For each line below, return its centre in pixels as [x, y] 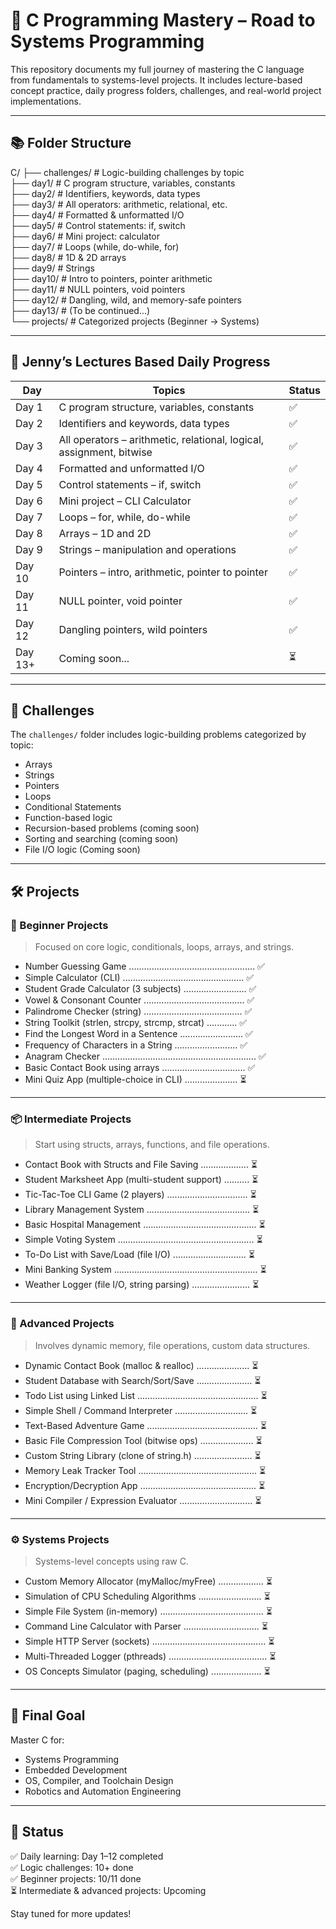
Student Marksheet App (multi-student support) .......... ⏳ [141, 1180]
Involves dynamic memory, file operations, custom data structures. [172, 1345]
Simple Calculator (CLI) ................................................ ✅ [139, 978]
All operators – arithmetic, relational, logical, [161, 439]
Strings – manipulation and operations [147, 549]
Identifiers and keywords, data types [144, 423]
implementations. [46, 101]
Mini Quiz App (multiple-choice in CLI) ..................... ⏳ [135, 1080]
